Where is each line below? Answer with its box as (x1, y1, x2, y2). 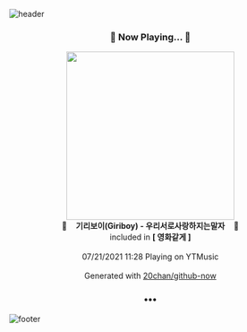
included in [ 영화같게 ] (109, 232, 192, 242)
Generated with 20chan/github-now (84, 270, 217, 282)
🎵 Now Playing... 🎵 (109, 31, 192, 43)
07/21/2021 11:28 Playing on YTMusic (81, 251, 219, 262)
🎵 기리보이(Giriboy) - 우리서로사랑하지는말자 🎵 (61, 221, 240, 232)
